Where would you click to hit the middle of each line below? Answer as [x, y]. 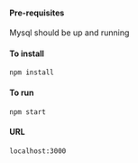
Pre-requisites [37, 13]
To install [27, 53]
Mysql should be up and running [69, 33]
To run [22, 92]
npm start [28, 112]
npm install [32, 72]
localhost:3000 [38, 151]
